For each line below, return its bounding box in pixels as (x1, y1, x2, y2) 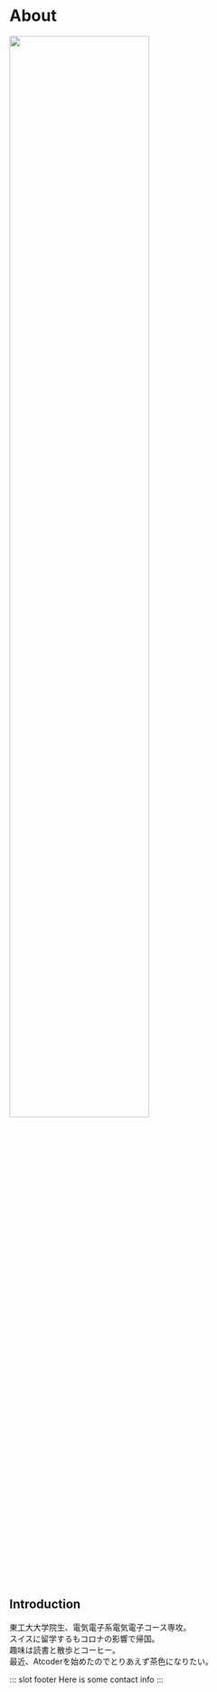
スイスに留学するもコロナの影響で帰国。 (9, 1633, 160, 1644)
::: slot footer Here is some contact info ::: (9, 1674, 165, 1685)
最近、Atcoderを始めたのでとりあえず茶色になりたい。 (9, 1656, 214, 1667)
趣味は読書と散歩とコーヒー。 (9, 1644, 120, 1655)
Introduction (9, 1597, 81, 1612)
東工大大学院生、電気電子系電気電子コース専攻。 (9, 1621, 192, 1632)
